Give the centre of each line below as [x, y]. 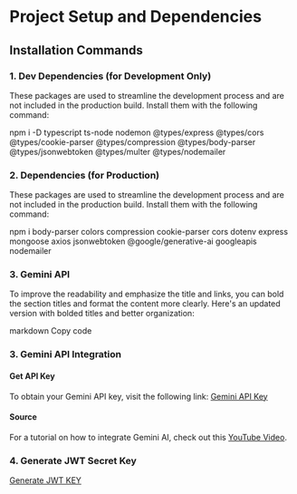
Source [24, 417]
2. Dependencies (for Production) [85, 175]
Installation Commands [76, 50]
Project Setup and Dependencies [136, 17]
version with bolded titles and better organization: [102, 314]
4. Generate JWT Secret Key [73, 460]
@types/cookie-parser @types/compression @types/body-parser [133, 141]
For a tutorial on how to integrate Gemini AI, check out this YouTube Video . [148, 437]
